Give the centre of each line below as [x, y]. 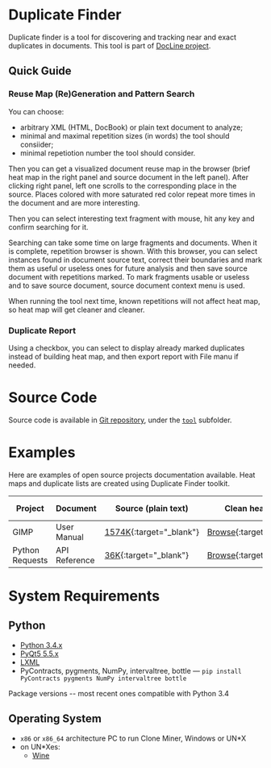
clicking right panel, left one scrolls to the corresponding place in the [123, 185]
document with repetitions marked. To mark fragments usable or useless [129, 276]
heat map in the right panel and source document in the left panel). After [128, 177]
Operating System [55, 719]
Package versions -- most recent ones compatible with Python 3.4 [119, 693]
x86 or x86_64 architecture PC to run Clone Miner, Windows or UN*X [133, 738]
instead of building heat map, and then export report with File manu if [124, 356]
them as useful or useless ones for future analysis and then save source [128, 268]
